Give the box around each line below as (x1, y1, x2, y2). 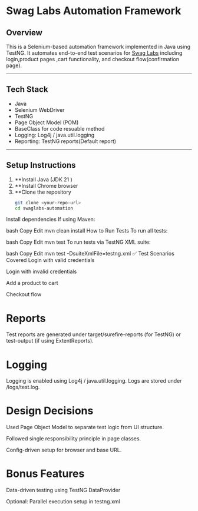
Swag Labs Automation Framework (6, 4, 181, 18)
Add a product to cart (6, 280, 58, 287)
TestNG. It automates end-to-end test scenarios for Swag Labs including (6, 49, 183, 57)
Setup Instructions (6, 160, 76, 170)
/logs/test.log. (6, 384, 40, 391)
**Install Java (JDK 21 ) (14, 175, 72, 183)
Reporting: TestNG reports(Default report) (14, 137, 117, 145)
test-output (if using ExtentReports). (6, 337, 94, 344)
